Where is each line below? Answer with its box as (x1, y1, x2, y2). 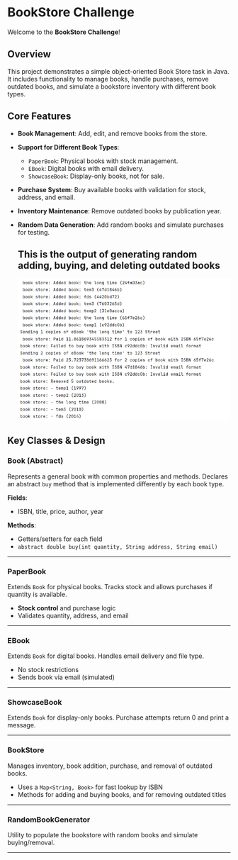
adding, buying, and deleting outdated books (17, 259, 221, 272)
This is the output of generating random (17, 248, 198, 260)
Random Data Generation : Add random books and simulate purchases (17, 220, 225, 229)
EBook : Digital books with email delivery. (28, 164, 144, 172)
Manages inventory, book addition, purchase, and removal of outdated (7, 761, 212, 770)
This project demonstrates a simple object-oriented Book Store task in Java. (7, 67, 229, 75)
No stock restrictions (17, 666, 79, 674)
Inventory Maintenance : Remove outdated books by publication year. (17, 206, 222, 215)
